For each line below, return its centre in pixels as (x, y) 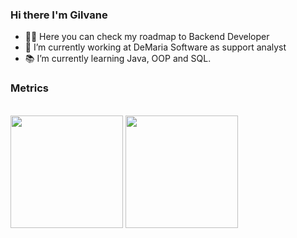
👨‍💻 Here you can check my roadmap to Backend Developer (147, 37)
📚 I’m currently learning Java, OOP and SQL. (118, 59)
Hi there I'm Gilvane (59, 15)
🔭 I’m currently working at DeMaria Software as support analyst (155, 47)
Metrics (29, 88)
